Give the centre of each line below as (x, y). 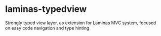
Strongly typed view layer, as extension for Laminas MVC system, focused (81, 23)
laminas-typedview (46, 9)
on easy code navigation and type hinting (47, 28)
